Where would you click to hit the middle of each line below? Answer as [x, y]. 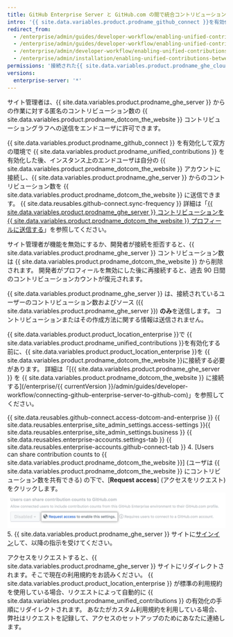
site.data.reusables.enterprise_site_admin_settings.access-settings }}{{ [109, 425]
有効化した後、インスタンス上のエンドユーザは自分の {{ [87, 160]
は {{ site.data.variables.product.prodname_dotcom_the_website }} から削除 [115, 261]
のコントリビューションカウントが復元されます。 [77, 279]
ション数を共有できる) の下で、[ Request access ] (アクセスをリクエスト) [122, 480]
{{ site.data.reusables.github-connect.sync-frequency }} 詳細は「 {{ [116, 203]
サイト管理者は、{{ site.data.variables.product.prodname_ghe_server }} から [116, 102]
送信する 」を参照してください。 [65, 229]
